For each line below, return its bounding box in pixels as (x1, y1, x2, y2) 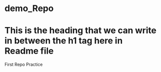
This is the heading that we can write (4, 25, 157, 36)
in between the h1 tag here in (4, 35, 123, 46)
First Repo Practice (4, 61, 43, 68)
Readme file (4, 45, 54, 57)
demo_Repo (4, 3, 54, 14)
